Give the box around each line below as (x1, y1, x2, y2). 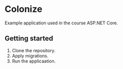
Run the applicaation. (11, 58, 56, 64)
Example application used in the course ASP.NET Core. (4, 20, 118, 26)
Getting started (4, 34, 53, 43)
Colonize (4, 3, 42, 15)
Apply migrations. (11, 53, 48, 59)
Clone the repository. (11, 47, 55, 53)
